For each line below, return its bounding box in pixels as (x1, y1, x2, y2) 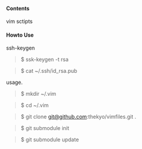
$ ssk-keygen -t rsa (20, 56, 69, 63)
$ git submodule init (20, 125, 70, 132)
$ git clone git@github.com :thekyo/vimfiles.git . (20, 113, 137, 121)
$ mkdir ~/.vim (20, 90, 56, 98)
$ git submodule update (20, 136, 79, 143)
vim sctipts (6, 18, 33, 25)
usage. (6, 79, 23, 86)
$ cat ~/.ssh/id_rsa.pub (20, 67, 78, 74)
